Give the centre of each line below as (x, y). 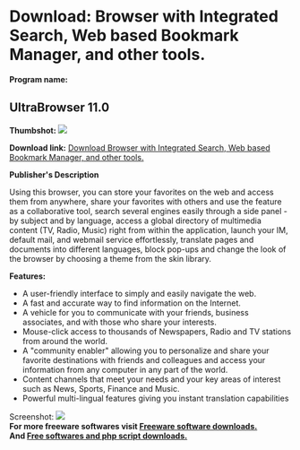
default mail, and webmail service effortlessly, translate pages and (132, 239)
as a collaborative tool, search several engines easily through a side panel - (149, 211)
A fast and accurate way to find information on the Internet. (132, 303)
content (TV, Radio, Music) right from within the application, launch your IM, (149, 229)
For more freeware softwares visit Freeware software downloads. (133, 426)
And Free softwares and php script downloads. (99, 436)
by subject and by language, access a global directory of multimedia (136, 221)
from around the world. (65, 341)
